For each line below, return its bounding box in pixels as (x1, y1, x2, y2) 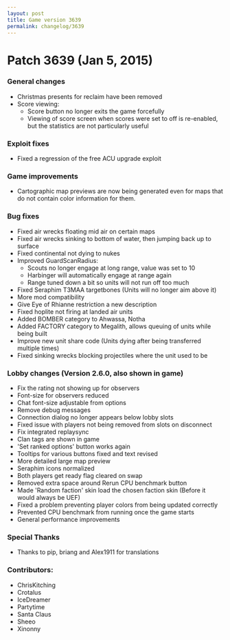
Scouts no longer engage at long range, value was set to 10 (27, 264, 196, 272)
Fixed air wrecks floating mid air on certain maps (16, 227, 156, 236)
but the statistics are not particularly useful (27, 122, 149, 130)
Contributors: (7, 565, 54, 575)
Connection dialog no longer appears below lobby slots (16, 413, 174, 422)
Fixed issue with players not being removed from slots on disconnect (16, 420, 212, 429)
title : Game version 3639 (7, 16, 81, 23)
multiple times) (16, 344, 60, 352)
